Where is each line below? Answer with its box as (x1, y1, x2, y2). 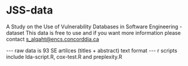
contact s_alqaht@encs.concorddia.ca (6, 35, 99, 42)
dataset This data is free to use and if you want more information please (6, 29, 181, 36)
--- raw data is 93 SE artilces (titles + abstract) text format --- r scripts (6, 47, 178, 54)
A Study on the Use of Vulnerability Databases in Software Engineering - (6, 23, 183, 30)
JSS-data (6, 4, 53, 17)
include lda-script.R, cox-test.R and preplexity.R (6, 53, 123, 60)
